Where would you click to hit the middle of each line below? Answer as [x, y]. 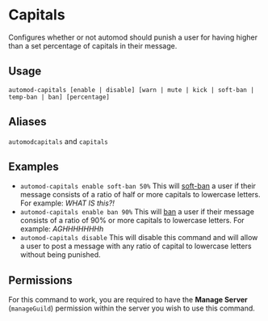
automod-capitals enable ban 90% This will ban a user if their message [137, 212]
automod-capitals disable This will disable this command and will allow [139, 238]
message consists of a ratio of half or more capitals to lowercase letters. [140, 195]
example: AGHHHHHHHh [62, 229]
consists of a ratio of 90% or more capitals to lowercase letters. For [132, 221]
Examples [33, 166]
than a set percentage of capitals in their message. [93, 45]
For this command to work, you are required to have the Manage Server [128, 300]
